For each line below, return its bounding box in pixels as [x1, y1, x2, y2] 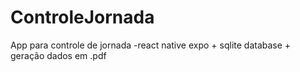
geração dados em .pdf [10, 49, 107, 61]
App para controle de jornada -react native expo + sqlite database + [10, 39, 292, 51]
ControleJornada [10, 6, 155, 29]
